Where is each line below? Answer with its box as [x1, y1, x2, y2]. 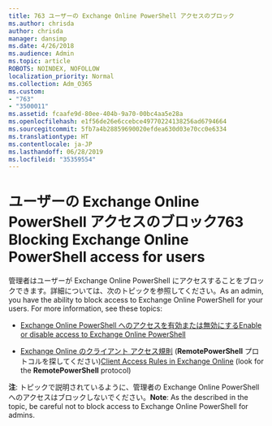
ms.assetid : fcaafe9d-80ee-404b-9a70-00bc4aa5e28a [8, 110, 183, 118]
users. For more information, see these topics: [8, 303, 163, 313]
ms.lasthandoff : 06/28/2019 [8, 148, 104, 156]
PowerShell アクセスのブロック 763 [8, 213, 244, 231]
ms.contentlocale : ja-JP [8, 140, 93, 148]
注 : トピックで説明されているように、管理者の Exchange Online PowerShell [8, 382, 260, 392]
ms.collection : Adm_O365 [8, 80, 93, 88]
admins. [8, 411, 35, 420]
